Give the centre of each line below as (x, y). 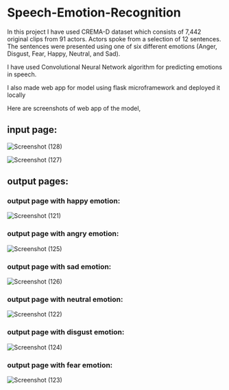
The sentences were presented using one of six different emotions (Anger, (112, 46)
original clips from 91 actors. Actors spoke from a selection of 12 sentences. (114, 39)
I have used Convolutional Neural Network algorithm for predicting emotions (115, 67)
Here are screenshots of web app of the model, (74, 108)
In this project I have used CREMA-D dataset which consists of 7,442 (104, 32)
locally (16, 95)
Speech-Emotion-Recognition (94, 13)
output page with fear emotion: (60, 365)
